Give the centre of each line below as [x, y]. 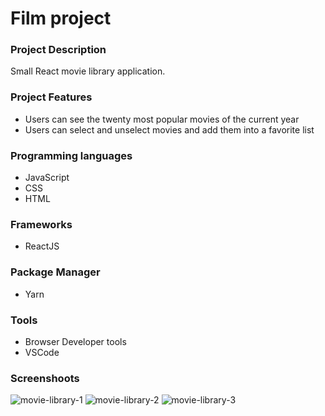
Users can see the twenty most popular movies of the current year [162, 119]
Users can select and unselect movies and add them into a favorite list [169, 129]
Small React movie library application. [88, 71]
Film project [61, 18]
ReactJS [42, 246]
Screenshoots [45, 378]
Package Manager [55, 272]
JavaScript [47, 178]
